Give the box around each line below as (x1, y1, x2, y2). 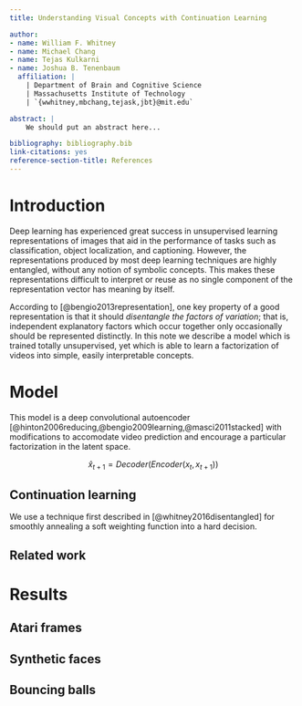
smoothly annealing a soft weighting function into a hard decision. (9, 521, 257, 532)
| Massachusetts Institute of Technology (26, 88, 185, 99)
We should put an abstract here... (26, 122, 161, 132)
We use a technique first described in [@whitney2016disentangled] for (9, 512, 276, 523)
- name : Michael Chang (9, 47, 96, 56)
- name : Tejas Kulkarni (9, 56, 100, 65)
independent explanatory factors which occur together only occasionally (9, 320, 283, 331)
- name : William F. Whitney (9, 38, 117, 47)
